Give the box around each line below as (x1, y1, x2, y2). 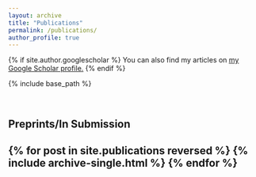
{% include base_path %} (8, 79, 92, 88)
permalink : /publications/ (8, 26, 97, 34)
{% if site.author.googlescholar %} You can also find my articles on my (8, 55, 239, 65)
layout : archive (8, 11, 62, 20)
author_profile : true (8, 33, 80, 42)
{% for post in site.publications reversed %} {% (8, 144, 249, 158)
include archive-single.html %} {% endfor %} (8, 156, 238, 170)
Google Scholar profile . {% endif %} (8, 64, 126, 73)
